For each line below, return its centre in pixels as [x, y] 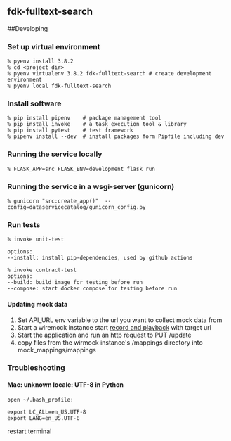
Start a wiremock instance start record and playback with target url [114, 327]
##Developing [28, 28]
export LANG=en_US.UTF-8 [44, 418]
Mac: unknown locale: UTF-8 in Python [66, 385]
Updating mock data [38, 304]
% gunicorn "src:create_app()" [53, 201]
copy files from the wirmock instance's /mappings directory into [110, 342]
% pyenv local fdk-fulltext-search [59, 86]
